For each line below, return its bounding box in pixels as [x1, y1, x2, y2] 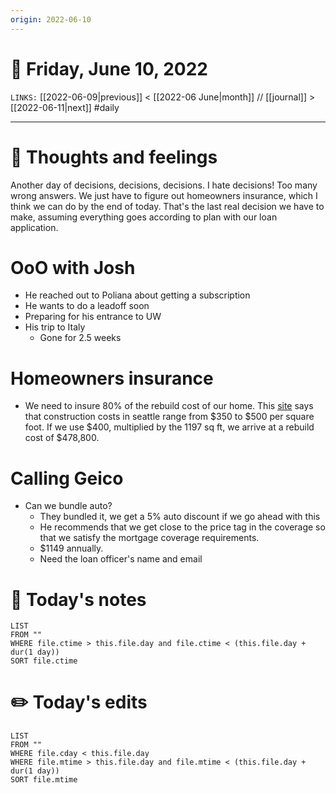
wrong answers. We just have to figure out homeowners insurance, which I [10, 189, 318, 201]
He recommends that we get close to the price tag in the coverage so [39, 521, 326, 533]
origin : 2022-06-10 [10, 14, 92, 25]
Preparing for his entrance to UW [24, 311, 162, 323]
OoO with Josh [10, 256, 136, 279]
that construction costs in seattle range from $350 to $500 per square [24, 411, 315, 423]
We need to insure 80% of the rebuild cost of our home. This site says [24, 400, 314, 412]
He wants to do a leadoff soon [24, 300, 150, 312]
